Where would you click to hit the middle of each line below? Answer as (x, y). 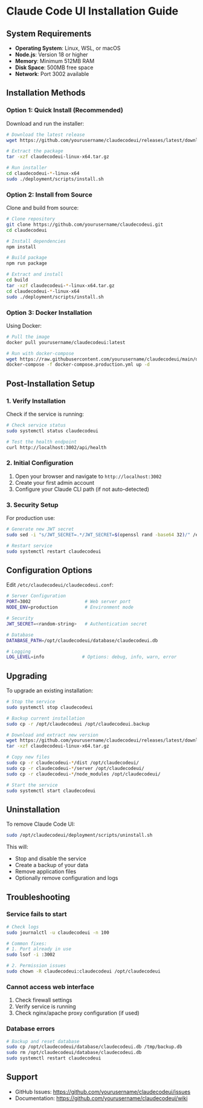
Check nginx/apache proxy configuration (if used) (77, 1013)
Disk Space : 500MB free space (54, 67)
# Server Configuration (36, 596)
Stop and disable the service (50, 859)
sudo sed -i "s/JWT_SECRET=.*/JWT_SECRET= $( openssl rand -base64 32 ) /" (98, 535)
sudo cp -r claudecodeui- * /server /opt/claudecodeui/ (76, 768)
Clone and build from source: (43, 208)
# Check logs (23, 927)
